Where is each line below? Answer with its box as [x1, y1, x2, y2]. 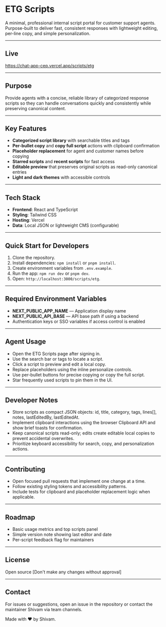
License [5, 556, 30, 564]
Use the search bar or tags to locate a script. [12, 356, 104, 362]
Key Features [5, 124, 47, 132]
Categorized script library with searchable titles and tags [12, 137, 130, 143]
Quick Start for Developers [5, 242, 89, 250]
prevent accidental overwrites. [12, 436, 75, 441]
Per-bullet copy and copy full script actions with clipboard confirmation [12, 143, 160, 149]
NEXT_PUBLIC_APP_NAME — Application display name [12, 308, 126, 313]
